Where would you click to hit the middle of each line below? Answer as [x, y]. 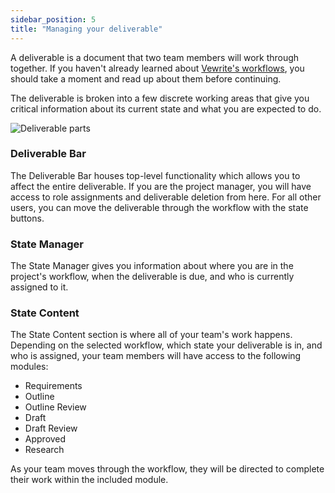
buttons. [27, 218]
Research [44, 450]
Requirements [53, 386]
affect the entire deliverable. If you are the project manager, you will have [161, 186]
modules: [29, 367]
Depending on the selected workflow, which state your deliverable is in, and [166, 345]
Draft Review [51, 428]
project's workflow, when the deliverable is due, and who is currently [152, 277]
